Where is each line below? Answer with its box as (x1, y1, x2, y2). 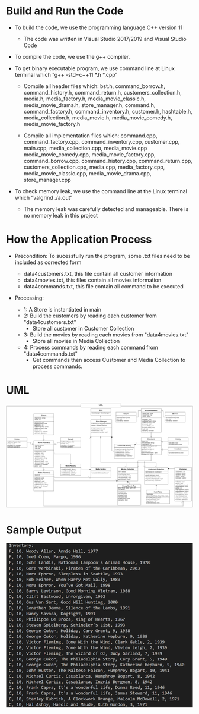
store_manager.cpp (23, 176, 71, 183)
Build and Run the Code (6, 4, 124, 18)
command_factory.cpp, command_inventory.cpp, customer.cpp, (23, 138, 180, 145)
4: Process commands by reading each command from (23, 344, 158, 351)
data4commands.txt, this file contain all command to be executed (23, 282, 184, 290)
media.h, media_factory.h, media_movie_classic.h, (23, 95, 146, 102)
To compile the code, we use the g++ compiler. (14, 53, 130, 60)
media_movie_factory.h (23, 120, 81, 127)
